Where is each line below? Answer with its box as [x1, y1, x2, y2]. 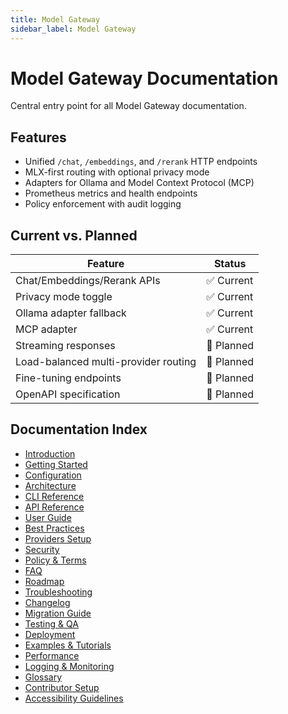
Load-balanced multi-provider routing [15, 355, 197, 369]
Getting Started [24, 458, 88, 470]
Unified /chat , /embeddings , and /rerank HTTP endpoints [24, 156, 258, 168]
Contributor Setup [24, 681, 100, 693]
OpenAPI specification [15, 387, 121, 401]
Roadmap [24, 575, 65, 587]
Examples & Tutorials [24, 639, 112, 651]
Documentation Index [10, 421, 148, 438]
